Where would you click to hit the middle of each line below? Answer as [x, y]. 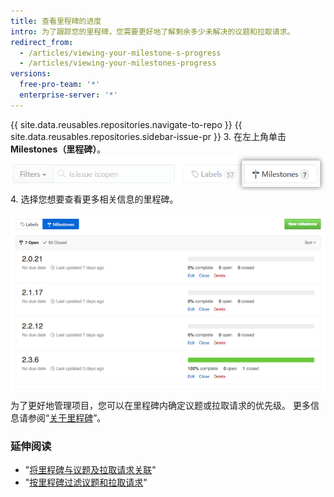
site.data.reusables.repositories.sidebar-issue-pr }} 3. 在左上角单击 [148, 136]
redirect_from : [42, 42]
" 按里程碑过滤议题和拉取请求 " [86, 482]
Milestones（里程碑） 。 [58, 149]
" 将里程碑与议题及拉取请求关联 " [90, 470]
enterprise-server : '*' [68, 95]
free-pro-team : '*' [60, 85]
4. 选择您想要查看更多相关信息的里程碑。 [94, 199]
